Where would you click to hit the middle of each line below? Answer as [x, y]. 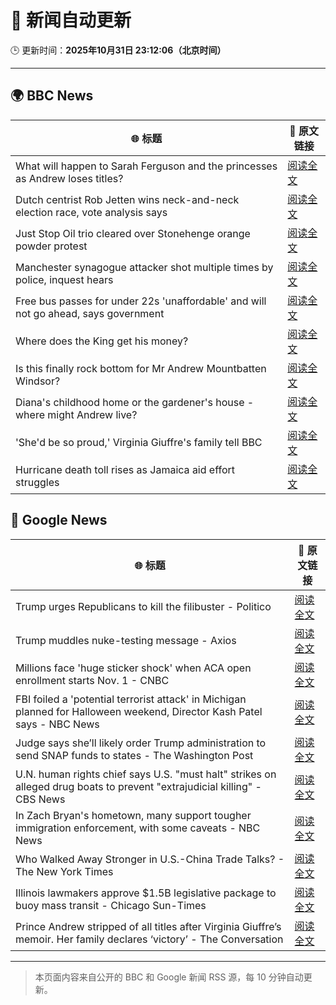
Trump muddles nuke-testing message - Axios [126, 640]
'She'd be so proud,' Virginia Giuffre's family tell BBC [139, 442]
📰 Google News [59, 520]
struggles [37, 482]
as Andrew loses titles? [69, 178]
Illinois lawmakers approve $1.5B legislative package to [146, 893]
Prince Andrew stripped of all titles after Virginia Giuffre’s [148, 926]
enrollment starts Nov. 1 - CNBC [92, 680]
